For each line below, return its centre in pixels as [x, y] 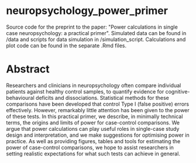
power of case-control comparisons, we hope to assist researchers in [90, 147]
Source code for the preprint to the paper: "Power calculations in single [92, 27]
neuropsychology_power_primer [87, 11]
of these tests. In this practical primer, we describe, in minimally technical [94, 116]
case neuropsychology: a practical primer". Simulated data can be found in [96, 33]
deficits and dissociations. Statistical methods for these [103, 98]
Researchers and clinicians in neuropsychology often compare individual [94, 85]
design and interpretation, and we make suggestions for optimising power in [98, 135]
